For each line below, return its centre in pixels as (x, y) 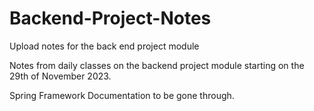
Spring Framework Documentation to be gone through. (122, 95)
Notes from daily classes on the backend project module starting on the (157, 65)
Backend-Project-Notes (110, 18)
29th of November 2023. (60, 76)
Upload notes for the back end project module (104, 46)
